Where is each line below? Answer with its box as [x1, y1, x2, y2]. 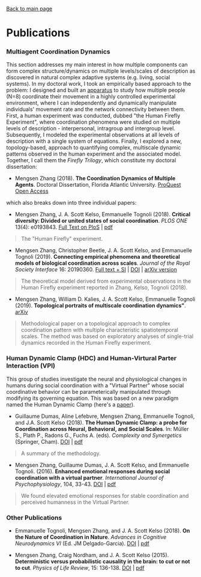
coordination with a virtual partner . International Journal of [14, 474, 164, 481]
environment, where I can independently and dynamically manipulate [6, 99, 177, 107]
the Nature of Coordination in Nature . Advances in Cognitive [14, 534, 167, 541]
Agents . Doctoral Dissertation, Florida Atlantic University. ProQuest [14, 181, 181, 189]
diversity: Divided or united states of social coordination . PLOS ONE [14, 217, 188, 225]
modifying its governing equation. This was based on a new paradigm [6, 394, 179, 402]
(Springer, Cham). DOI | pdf [14, 438, 83, 445]
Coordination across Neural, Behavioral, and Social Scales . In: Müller [14, 425, 189, 432]
